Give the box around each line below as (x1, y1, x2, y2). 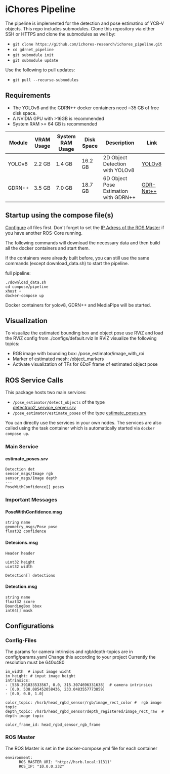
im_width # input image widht (5, 669, 71, 674)
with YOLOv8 (103, 166, 135, 174)
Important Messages (5, 496, 58, 503)
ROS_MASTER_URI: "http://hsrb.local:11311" (18, 759, 112, 764)
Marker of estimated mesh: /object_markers (12, 356, 104, 362)
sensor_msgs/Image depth (5, 476, 58, 481)
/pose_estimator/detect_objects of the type (12, 399, 105, 405)
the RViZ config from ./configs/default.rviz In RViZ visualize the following (5, 335, 157, 341)
